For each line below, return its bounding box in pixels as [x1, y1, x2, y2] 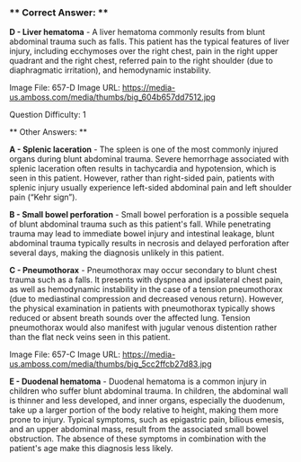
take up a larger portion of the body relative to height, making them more [9, 404, 279, 415]
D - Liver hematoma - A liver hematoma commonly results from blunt [9, 27, 266, 38]
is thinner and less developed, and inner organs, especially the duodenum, [9, 395, 286, 406]
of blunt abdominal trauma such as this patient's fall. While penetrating [9, 218, 271, 230]
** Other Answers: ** [9, 127, 88, 138]
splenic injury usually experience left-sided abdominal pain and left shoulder [9, 182, 292, 193]
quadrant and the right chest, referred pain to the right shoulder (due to [9, 56, 274, 67]
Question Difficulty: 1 [9, 110, 87, 120]
